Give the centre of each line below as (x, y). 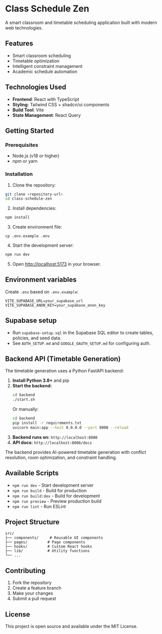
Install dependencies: (34, 208)
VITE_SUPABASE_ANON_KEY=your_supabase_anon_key (55, 305)
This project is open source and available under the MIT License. (72, 627)
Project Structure (32, 522)
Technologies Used (36, 87)
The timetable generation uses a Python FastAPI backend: (65, 371)
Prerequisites (22, 145)
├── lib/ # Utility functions (48, 551)
